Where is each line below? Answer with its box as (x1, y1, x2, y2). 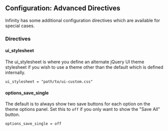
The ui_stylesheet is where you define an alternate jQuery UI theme (5, 59, 144, 65)
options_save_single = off (5, 121, 62, 126)
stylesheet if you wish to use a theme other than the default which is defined (5, 64, 163, 70)
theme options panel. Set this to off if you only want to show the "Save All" (5, 106, 160, 112)
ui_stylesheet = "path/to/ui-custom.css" (5, 79, 93, 84)
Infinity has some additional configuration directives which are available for (5, 17, 160, 23)
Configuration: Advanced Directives (5, 4, 120, 13)
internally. (5, 69, 26, 75)
